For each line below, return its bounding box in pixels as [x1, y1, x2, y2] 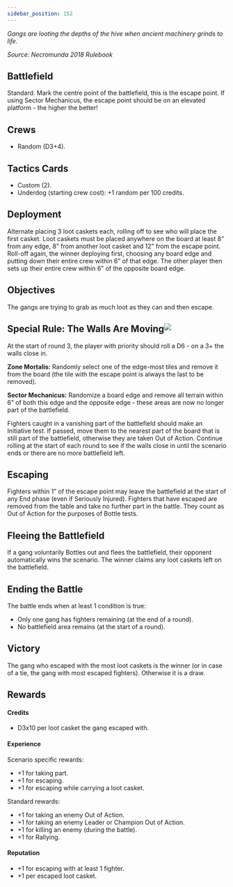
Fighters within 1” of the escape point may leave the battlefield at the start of [7, 487, 227, 495]
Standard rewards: [7, 797, 61, 805]
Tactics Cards [7, 162, 69, 174]
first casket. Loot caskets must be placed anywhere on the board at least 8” [7, 234, 225, 242]
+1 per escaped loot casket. [17, 872, 97, 880]
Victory [7, 642, 40, 655]
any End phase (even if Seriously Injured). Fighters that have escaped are [7, 495, 218, 503]
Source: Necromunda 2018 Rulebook [7, 50, 113, 59]
